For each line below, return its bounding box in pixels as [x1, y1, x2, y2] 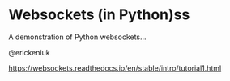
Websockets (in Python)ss [8, 6, 190, 24]
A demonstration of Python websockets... [8, 32, 147, 42]
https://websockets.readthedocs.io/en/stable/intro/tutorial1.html [8, 63, 222, 73]
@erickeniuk [8, 47, 50, 57]
